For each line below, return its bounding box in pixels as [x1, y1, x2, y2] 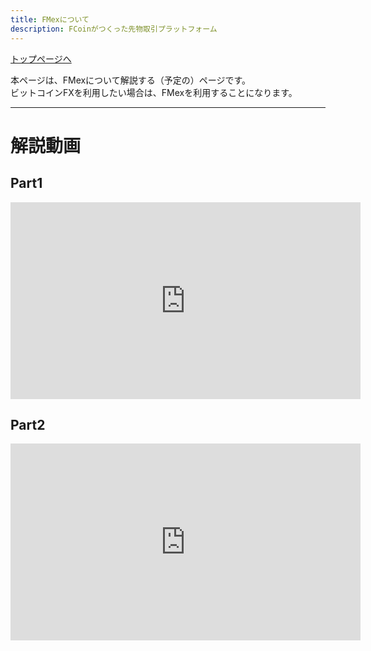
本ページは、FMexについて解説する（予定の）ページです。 [10, 74, 252, 86]
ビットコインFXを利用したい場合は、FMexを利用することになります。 [10, 86, 298, 98]
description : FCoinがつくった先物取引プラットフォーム [10, 24, 218, 34]
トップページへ [10, 52, 72, 65]
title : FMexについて [10, 14, 90, 25]
